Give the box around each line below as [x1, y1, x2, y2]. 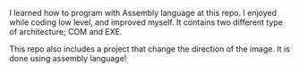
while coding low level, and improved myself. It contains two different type [9, 17, 284, 28]
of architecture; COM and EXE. [9, 27, 123, 36]
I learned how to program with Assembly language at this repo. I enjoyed [9, 8, 278, 18]
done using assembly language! [9, 53, 127, 63]
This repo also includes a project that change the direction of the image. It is [9, 44, 291, 54]
